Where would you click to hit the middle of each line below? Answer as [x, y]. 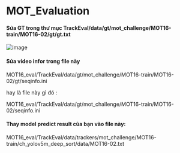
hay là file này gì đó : [32, 92]
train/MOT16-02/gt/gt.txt [38, 34]
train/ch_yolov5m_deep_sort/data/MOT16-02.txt [65, 143]
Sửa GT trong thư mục [34, 27]
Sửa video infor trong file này [43, 61]
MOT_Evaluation [48, 11]
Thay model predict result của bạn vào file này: [66, 124]
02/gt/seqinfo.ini [27, 81]
